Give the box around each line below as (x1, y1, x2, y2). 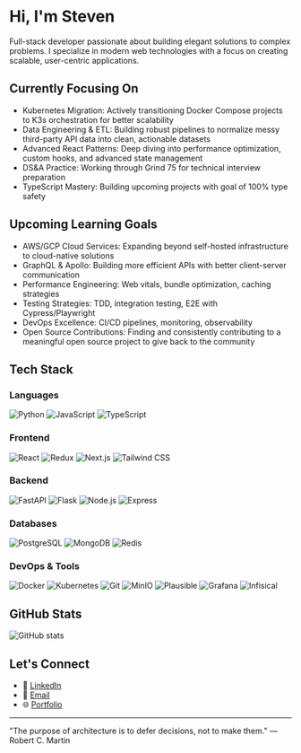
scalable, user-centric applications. (9, 55, 140, 66)
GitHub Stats (9, 606, 82, 621)
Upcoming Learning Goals (9, 217, 159, 232)
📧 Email (21, 689, 51, 701)
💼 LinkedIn (21, 680, 62, 691)
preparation (21, 171, 65, 182)
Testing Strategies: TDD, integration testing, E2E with (21, 298, 218, 309)
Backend (9, 474, 49, 486)
